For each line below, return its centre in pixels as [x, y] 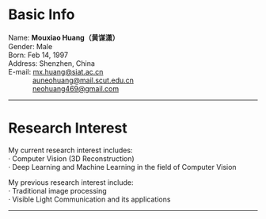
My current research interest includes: [70, 150]
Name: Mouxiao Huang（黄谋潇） [64, 37]
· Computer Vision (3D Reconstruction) [71, 158]
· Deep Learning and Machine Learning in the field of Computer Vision [122, 167]
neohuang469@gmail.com [76, 88]
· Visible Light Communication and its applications [89, 199]
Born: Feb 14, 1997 [38, 55]
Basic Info [42, 15]
